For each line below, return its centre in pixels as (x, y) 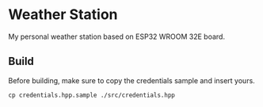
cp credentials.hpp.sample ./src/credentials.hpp (92, 95)
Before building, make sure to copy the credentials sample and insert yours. (131, 80)
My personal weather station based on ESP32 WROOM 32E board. (117, 36)
